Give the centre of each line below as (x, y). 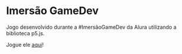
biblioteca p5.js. (25, 33)
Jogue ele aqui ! (25, 45)
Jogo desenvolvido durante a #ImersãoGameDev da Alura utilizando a (91, 27)
